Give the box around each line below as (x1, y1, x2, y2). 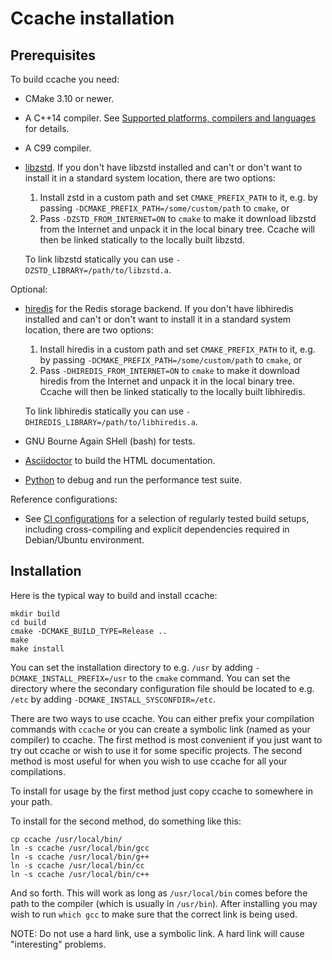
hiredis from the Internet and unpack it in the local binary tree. (39, 375, 295, 387)
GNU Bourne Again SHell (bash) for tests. (24, 435, 196, 447)
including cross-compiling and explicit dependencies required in (24, 523, 290, 535)
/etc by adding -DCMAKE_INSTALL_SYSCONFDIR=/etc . (10, 693, 216, 705)
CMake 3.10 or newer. (24, 93, 115, 104)
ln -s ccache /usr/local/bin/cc (10, 860, 145, 871)
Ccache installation (10, 7, 175, 30)
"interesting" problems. (10, 938, 107, 950)
